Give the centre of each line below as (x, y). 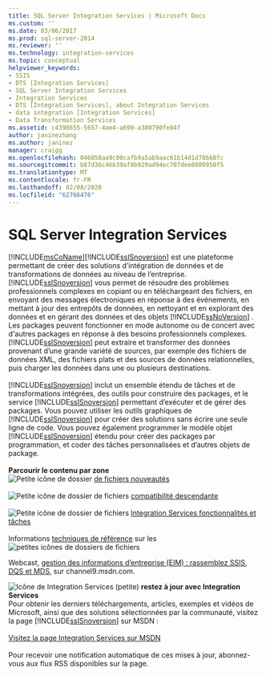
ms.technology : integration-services (71, 53)
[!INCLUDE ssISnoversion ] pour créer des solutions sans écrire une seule (128, 419)
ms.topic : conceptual (44, 61)
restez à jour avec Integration (190, 586)
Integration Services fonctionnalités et (193, 513)
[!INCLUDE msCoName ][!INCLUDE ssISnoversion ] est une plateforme (121, 257)
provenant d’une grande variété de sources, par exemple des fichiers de (127, 351)
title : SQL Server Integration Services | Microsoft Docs (107, 16)
